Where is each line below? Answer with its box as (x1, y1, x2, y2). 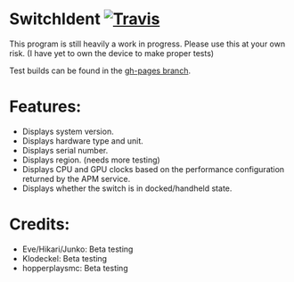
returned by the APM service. (21, 173, 131, 184)
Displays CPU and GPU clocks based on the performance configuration (21, 163, 285, 174)
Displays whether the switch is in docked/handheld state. (21, 183, 233, 194)
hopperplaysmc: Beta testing (21, 262, 128, 273)
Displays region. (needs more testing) (21, 154, 160, 165)
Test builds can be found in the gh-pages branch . (9, 65, 192, 76)
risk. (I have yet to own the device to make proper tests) (9, 47, 215, 58)
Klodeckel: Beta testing (21, 253, 108, 263)
